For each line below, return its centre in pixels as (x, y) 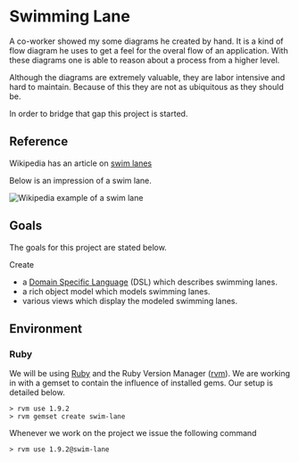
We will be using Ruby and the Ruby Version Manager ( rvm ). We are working (150, 374)
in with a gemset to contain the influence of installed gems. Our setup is (141, 383)
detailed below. (37, 392)
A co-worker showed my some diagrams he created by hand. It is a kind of (146, 41)
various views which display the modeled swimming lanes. (130, 301)
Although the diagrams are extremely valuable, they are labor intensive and (147, 77)
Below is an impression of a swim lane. (80, 180)
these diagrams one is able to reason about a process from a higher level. (145, 60)
